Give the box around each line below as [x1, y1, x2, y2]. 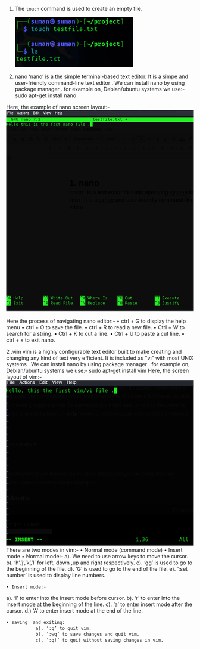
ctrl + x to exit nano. [6, 336, 55, 344]
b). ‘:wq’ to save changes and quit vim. [35, 631, 140, 637]
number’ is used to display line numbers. [6, 571, 106, 579]
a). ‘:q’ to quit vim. [35, 625, 92, 631]
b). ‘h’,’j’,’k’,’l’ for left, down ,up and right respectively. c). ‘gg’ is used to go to [6, 559, 192, 566]
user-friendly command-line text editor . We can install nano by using [14, 79, 185, 86]
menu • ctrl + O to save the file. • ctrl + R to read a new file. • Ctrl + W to [6, 323, 185, 330]
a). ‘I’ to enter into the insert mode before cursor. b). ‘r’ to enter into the [6, 594, 180, 601]
